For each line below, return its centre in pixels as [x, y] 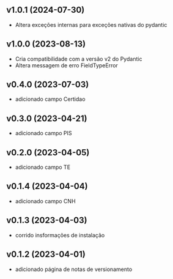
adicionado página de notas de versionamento [74, 269]
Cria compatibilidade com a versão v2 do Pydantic [79, 59]
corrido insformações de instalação [60, 235]
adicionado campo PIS [43, 133]
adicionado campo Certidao [50, 99]
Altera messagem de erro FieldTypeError [66, 65]
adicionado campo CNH [45, 201]
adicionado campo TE [43, 167]
